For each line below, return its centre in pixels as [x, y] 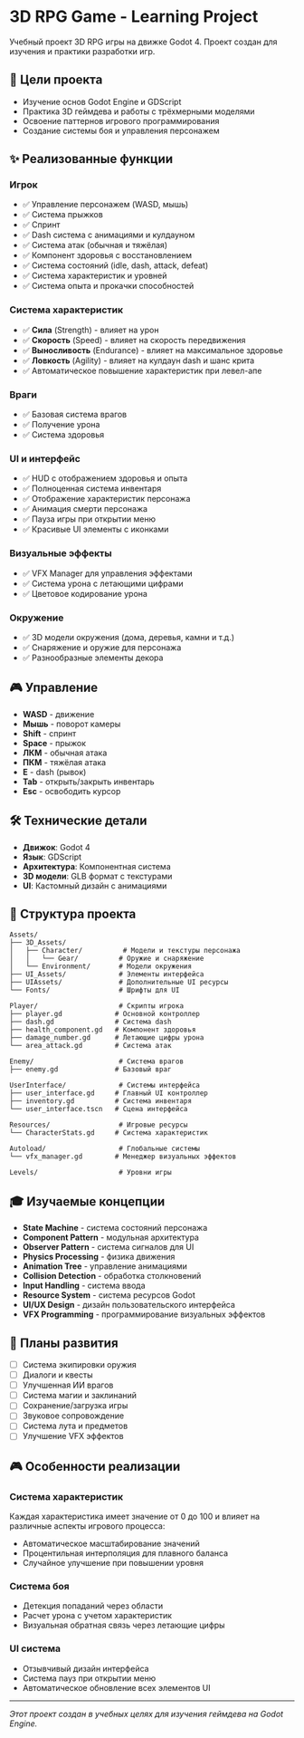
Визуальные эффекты [61, 553]
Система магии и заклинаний [80, 1396]
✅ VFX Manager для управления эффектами [107, 573]
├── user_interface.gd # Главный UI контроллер [109, 1093]
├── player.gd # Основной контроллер [105, 1014]
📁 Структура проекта [73, 913]
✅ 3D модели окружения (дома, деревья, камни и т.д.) [128, 637]
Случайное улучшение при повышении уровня [113, 1563]
